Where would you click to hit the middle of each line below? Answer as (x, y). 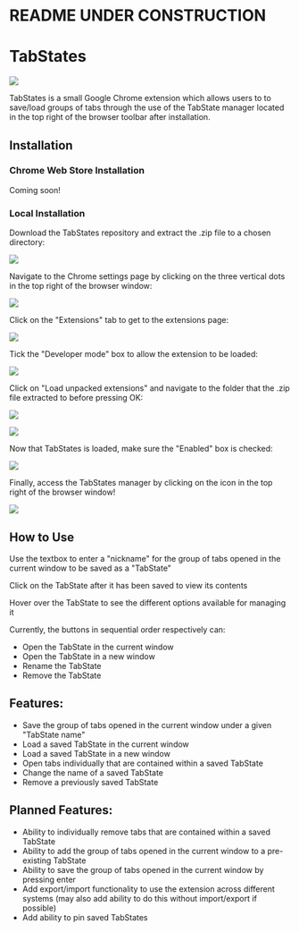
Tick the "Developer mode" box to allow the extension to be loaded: (134, 354)
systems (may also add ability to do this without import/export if (139, 898)
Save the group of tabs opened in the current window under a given (147, 724)
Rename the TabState (62, 665)
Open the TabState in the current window (98, 647)
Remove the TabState (62, 675)
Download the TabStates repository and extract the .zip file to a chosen (140, 233)
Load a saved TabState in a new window (96, 753)
